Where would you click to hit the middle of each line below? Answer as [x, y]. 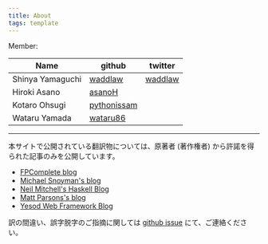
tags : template [33, 23]
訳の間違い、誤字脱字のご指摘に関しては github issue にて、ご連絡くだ [124, 222]
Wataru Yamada [42, 118]
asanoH [103, 92]
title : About [30, 16]
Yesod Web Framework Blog [66, 206]
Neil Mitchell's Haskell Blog [64, 189]
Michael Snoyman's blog [60, 180]
